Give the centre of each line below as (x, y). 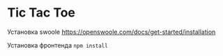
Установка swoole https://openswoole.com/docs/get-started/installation (111, 32)
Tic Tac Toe (41, 13)
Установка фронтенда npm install (57, 45)
